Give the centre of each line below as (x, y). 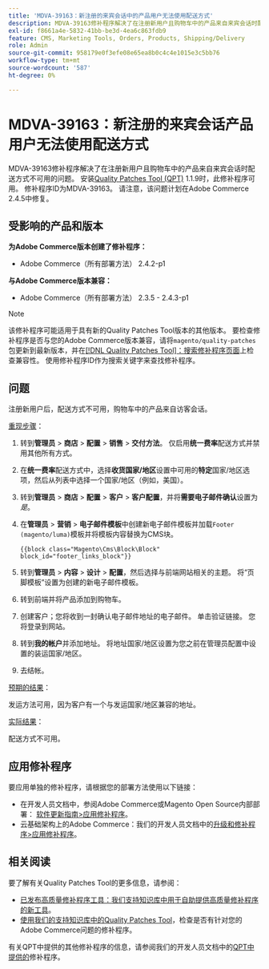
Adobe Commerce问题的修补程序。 (78, 930)
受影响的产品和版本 (56, 226)
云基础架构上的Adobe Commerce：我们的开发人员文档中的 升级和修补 (134, 824)
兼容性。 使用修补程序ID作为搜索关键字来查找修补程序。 (107, 361)
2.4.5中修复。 (31, 198)
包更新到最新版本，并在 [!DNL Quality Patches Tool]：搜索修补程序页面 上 (128, 350)
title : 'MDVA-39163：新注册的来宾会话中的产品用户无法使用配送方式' (111, 16)
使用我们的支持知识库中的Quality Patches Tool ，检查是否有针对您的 (131, 919)
